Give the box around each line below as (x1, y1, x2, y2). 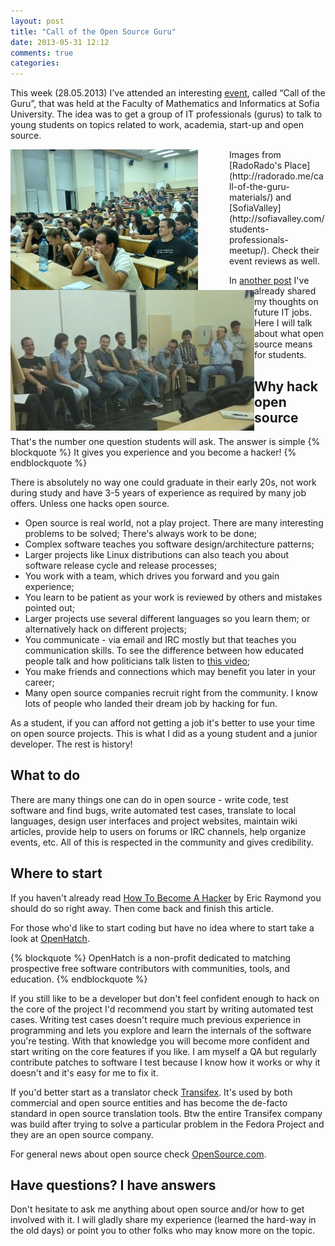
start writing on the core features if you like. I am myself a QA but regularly (10, 1045, 318, 1057)
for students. (254, 349, 307, 361)
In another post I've (229, 275, 310, 287)
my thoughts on (254, 296, 319, 308)
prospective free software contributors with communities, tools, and (10, 962, 291, 974)
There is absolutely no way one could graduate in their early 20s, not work (10, 476, 317, 488)
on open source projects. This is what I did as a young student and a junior (10, 727, 318, 739)
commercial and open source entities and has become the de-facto (10, 1096, 288, 1109)
